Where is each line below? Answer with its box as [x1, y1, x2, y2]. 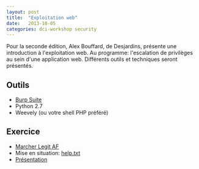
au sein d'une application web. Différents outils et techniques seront [6, 56, 178, 63]
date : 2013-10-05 [6, 20, 56, 26]
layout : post [6, 9, 40, 15]
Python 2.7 [15, 102, 43, 110]
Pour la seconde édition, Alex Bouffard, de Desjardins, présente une [6, 43, 177, 50]
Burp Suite [15, 96, 42, 104]
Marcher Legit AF [15, 143, 59, 150]
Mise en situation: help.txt [15, 149, 81, 156]
